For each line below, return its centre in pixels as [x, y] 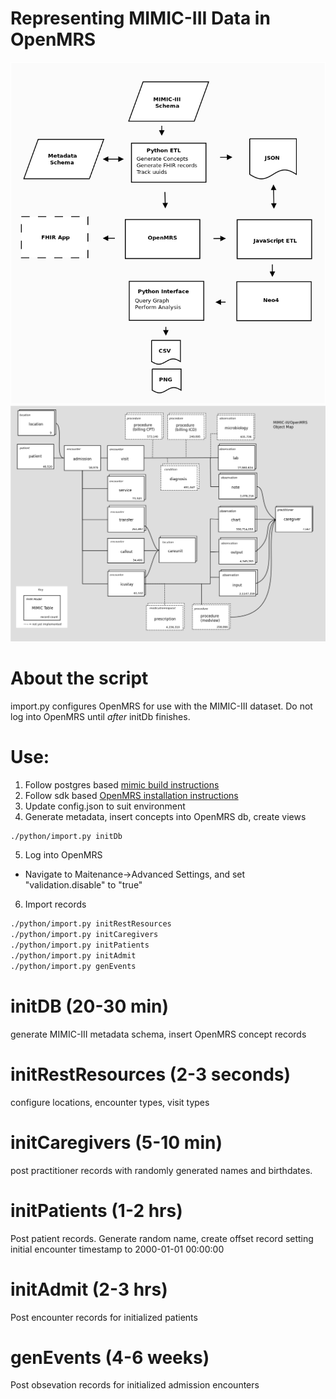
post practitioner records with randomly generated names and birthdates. [161, 1170]
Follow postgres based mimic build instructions [122, 784]
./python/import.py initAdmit [73, 956]
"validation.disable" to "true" [83, 885]
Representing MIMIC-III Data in [140, 18]
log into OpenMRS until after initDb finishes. [100, 716]
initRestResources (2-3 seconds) [151, 1074]
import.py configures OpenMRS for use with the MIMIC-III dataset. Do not [161, 706]
